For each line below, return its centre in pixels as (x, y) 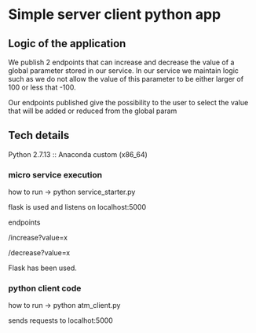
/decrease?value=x (39, 253)
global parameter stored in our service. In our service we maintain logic (124, 71)
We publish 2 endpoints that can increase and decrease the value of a (121, 62)
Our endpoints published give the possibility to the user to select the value (128, 102)
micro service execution (55, 174)
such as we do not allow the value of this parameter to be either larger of (126, 79)
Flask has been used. (42, 268)
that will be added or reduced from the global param (93, 111)
